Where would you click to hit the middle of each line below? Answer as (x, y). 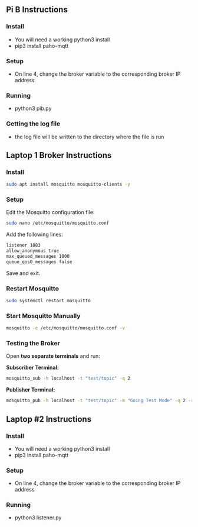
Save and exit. (23, 273)
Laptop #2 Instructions (49, 419)
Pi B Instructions (37, 10)
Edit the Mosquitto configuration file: (50, 212)
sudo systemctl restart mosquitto (49, 301)
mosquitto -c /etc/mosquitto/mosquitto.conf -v (66, 328)
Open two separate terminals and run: (53, 356)
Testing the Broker (33, 344)
